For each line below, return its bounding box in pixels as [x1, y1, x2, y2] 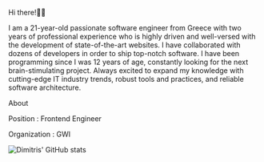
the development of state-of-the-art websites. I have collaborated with [8, 40, 242, 50]
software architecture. [8, 83, 82, 92]
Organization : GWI [8, 129, 70, 139]
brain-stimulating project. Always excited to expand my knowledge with [8, 66, 244, 75]
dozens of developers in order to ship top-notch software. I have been [8, 49, 240, 58]
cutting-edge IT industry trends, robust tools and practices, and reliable [8, 75, 244, 83]
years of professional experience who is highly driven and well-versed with [8, 32, 256, 41]
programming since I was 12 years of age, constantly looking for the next [8, 57, 249, 67]
